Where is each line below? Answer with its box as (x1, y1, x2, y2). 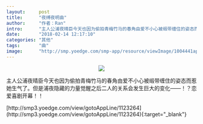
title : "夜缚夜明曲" (6, 15, 67, 21)
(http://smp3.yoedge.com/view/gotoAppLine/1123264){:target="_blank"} (6, 110, 187, 118)
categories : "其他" (6, 37, 54, 43)
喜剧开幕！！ (11, 92, 43, 99)
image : (6, 48, 23, 54)
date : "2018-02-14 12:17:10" (6, 31, 96, 38)
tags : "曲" (6, 43, 50, 49)
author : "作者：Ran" (6, 20, 66, 26)
